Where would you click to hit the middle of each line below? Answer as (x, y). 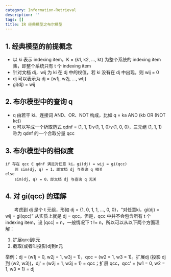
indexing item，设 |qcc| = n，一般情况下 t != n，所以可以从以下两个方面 (80, 222)
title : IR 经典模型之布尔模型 (34, 24)
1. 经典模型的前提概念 (39, 46)
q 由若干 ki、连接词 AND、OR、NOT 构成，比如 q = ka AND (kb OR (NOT (89, 115)
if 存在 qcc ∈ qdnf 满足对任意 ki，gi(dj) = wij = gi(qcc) (66, 164)
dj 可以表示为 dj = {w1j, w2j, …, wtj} (50, 79)
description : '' (22, 15)
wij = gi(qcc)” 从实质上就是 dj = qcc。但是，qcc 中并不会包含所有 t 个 (78, 216)
